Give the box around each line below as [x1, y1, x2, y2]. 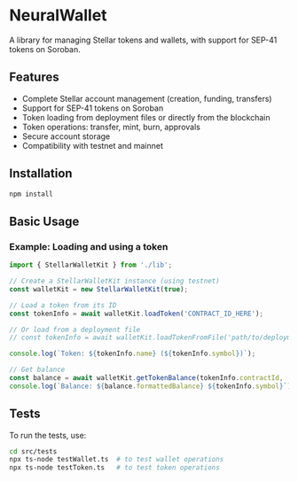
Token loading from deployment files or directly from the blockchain [21, 112, 271, 122]
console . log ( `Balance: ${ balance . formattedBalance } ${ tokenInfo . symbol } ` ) [9, 382, 292, 391]
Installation [9, 166, 73, 182]
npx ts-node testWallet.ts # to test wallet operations [9, 455, 224, 464]
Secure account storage [21, 130, 111, 142]
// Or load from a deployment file [9, 325, 141, 334]
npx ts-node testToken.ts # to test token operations [9, 463, 220, 472]
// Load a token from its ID [9, 300, 117, 310]
